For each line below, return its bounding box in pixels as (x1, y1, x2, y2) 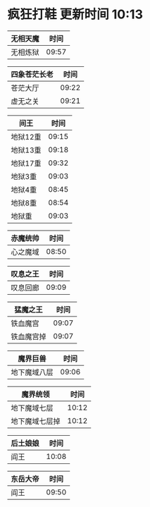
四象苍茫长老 (11, 69, 54, 79)
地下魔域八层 (11, 367, 54, 377)
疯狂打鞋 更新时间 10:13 (7, 6, 143, 23)
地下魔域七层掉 (11, 416, 61, 426)
